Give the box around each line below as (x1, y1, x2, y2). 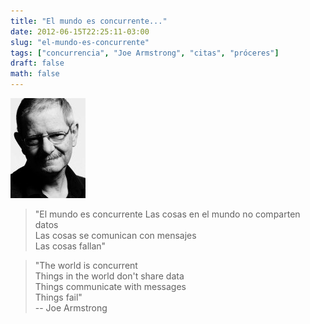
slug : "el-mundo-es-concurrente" (10, 37, 150, 47)
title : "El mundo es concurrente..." (10, 16, 168, 26)
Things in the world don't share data (34, 270, 185, 282)
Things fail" (34, 291, 83, 303)
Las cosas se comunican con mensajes (34, 230, 197, 241)
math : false (10, 69, 60, 79)
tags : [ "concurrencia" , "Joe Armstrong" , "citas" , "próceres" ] (10, 48, 280, 58)
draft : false (10, 58, 65, 69)
